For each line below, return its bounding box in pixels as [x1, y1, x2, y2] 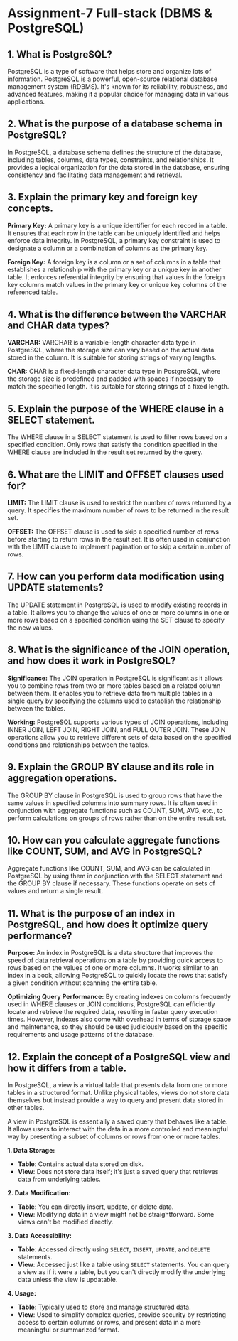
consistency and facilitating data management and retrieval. [7, 171, 183, 179]
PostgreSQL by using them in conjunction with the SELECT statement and [7, 872, 223, 880]
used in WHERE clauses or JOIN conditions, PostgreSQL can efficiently [7, 1000, 215, 1008]
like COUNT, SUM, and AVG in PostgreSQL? [7, 845, 202, 857]
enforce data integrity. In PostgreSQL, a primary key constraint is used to [7, 236, 221, 244]
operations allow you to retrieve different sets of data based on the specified [7, 733, 232, 741]
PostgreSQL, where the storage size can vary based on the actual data [7, 346, 215, 355]
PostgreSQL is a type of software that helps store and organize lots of [7, 68, 212, 75]
